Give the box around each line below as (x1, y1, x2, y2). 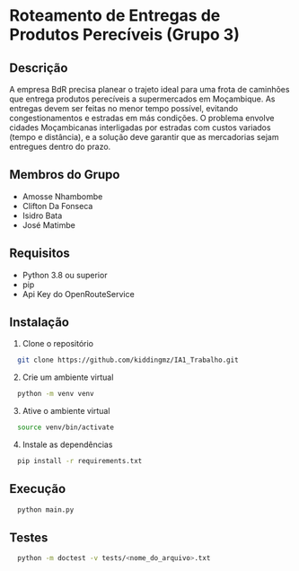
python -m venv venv (17, 390, 94, 399)
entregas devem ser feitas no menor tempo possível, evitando (9, 103, 239, 113)
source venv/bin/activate (17, 423, 115, 432)
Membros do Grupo (9, 167, 120, 182)
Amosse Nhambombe (22, 190, 103, 202)
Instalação (9, 315, 70, 330)
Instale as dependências (22, 439, 113, 450)
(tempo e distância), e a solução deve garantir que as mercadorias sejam (9, 132, 279, 142)
